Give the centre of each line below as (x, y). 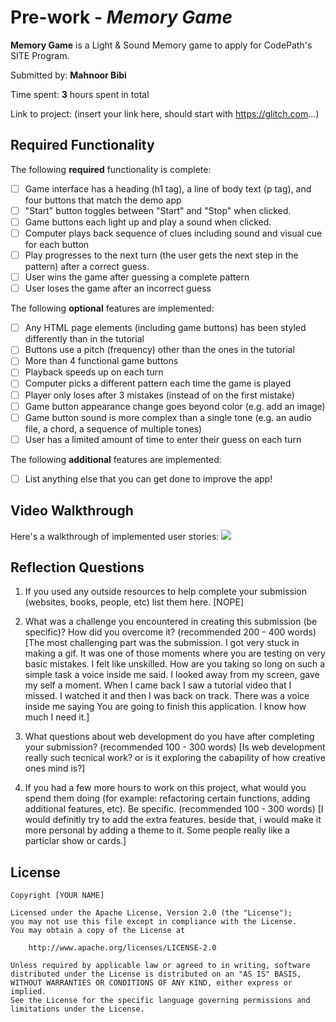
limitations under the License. (77, 1009)
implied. (28, 992)
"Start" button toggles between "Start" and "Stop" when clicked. (158, 210)
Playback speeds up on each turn (94, 372)
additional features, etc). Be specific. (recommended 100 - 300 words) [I (174, 809)
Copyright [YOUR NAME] (57, 896)
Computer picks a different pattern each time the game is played (158, 383)
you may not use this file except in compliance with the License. (154, 922)
